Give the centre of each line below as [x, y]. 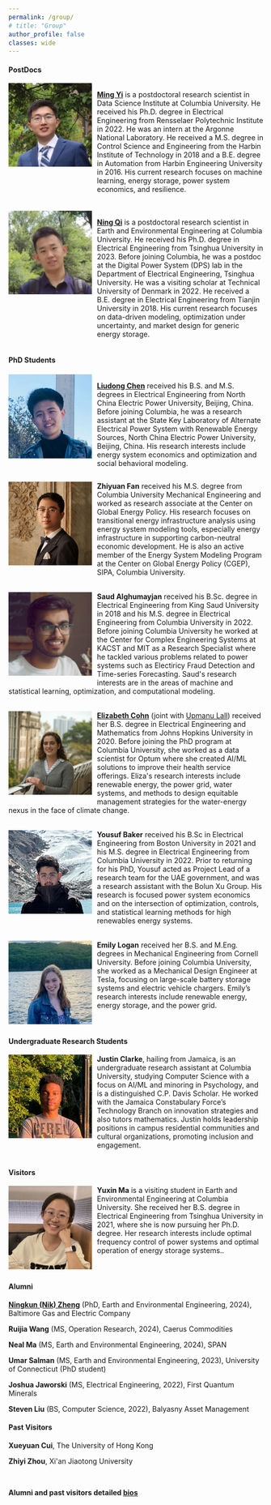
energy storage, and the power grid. [157, 1006]
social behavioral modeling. [142, 464]
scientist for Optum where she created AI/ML [171, 759]
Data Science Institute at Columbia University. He [179, 103]
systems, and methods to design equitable [167, 793]
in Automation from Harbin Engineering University [180, 164]
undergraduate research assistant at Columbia [174, 1068]
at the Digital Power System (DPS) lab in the [169, 265]
